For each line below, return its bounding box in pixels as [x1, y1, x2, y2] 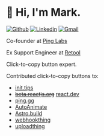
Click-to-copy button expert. [6, 60, 77, 68]
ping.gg [14, 97, 34, 104]
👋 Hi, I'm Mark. [6, 5, 81, 19]
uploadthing [14, 122, 45, 129]
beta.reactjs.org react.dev [14, 90, 79, 97]
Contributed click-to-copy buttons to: [6, 72, 99, 79]
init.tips [14, 84, 34, 91]
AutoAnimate [14, 103, 47, 111]
